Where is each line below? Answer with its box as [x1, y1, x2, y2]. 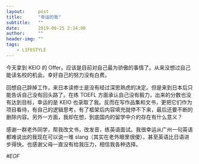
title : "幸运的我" [6, 14, 61, 20]
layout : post [6, 8, 49, 15]
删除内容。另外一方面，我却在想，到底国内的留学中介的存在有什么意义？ [6, 113, 182, 120]
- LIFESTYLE [17, 47, 46, 53]
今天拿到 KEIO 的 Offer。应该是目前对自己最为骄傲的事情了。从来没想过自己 [6, 64, 191, 71]
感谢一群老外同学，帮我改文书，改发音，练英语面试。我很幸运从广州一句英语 [6, 126, 193, 133]
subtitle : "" [6, 19, 44, 25]
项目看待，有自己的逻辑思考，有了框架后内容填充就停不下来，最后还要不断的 [6, 106, 193, 113]
